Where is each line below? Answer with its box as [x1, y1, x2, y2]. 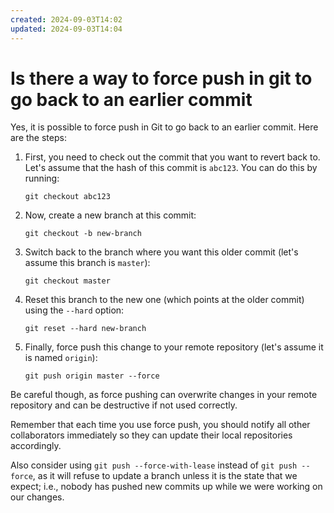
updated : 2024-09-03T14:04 [10, 24, 123, 34]
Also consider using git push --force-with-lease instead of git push [10, 459, 298, 471]
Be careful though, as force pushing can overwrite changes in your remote [10, 389, 318, 401]
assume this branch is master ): [24, 257, 151, 269]
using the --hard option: [24, 304, 125, 316]
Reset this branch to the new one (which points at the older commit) [24, 294, 305, 306]
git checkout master [24, 276, 111, 286]
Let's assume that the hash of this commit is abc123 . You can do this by [24, 162, 318, 174]
